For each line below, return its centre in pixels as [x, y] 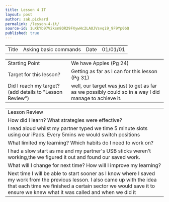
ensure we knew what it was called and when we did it [72, 192]
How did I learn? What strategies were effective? [65, 120]
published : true [22, 33]
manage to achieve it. [96, 98]
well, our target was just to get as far [114, 86]
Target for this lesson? [34, 74]
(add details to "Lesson [35, 92]
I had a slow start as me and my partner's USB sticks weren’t [79, 151]
